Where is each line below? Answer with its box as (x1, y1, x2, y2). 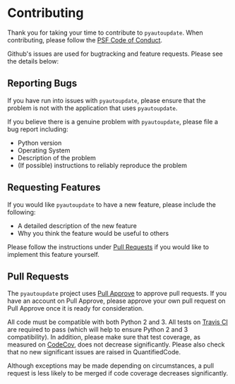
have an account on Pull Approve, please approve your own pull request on (7, 296, 226, 305)
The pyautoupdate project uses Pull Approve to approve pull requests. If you (7, 289, 227, 298)
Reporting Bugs (7, 78, 78, 90)
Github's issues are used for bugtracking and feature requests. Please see (7, 49, 224, 58)
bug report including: (7, 125, 68, 133)
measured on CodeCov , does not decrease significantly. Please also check (7, 340, 225, 349)
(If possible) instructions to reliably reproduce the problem (17, 161, 188, 169)
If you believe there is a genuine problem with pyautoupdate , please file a (7, 117, 219, 126)
